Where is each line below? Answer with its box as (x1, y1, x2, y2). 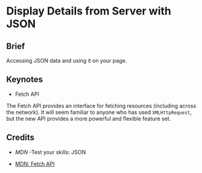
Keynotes (6, 74, 43, 85)
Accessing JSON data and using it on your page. (6, 57, 127, 64)
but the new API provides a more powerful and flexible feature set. (6, 115, 171, 122)
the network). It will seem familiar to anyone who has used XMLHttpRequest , (6, 109, 192, 116)
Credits (6, 133, 35, 143)
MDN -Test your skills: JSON (14, 148, 86, 156)
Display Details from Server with (6, 4, 172, 18)
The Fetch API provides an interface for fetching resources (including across (6, 102, 197, 109)
